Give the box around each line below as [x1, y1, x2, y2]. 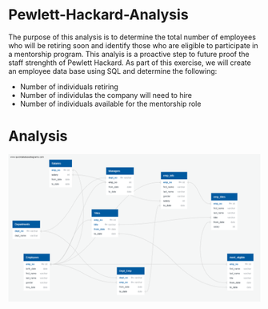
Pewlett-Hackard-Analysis [8, 6, 190, 24]
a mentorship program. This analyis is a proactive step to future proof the [8, 49, 250, 59]
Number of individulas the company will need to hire [19, 90, 193, 100]
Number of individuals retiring [19, 82, 118, 91]
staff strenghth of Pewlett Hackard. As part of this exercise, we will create [8, 58, 252, 67]
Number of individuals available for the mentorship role [19, 99, 202, 108]
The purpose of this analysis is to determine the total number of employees [8, 32, 256, 42]
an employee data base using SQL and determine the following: [8, 66, 218, 75]
